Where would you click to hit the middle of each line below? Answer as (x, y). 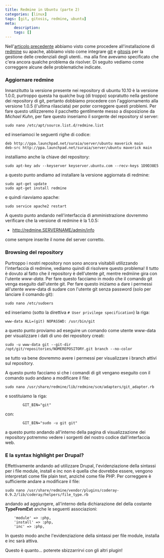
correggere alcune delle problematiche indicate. (53, 67)
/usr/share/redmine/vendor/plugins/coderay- (73, 490)
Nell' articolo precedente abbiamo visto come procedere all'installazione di (80, 46)
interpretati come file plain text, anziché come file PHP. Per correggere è (78, 476)
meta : (11, 23)
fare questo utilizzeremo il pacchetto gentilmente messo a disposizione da (80, 111)
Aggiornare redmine (29, 80)
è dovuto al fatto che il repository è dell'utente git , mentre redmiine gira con (81, 273)
